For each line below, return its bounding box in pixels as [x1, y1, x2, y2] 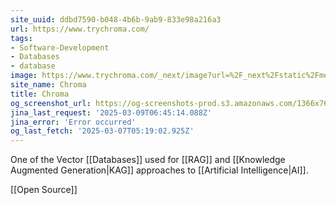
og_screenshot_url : [10, 98, 92, 108]
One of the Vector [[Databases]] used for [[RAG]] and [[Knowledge [10, 154, 286, 166]
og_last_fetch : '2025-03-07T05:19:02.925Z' [10, 126, 195, 136]
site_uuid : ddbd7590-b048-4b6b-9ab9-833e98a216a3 [10, 14, 222, 25]
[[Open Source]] [10, 184, 78, 196]
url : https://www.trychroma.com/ [10, 24, 150, 34]
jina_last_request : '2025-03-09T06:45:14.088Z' [10, 107, 213, 118]
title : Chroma [10, 89, 70, 99]
